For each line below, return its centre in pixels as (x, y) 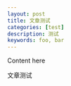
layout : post (26, 14)
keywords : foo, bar (36, 41)
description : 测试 (33, 34)
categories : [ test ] (36, 27)
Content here (26, 60)
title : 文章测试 (29, 21)
